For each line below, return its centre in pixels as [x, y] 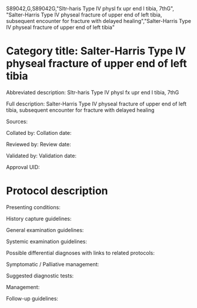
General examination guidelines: [45, 230]
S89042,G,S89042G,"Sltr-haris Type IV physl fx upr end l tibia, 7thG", [90, 9]
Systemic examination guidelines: [46, 241]
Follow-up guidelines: [32, 298]
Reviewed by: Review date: [39, 144]
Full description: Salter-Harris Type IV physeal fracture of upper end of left [96, 104]
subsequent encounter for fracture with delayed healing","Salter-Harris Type [98, 21]
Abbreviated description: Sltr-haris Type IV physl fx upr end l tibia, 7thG [93, 92]
